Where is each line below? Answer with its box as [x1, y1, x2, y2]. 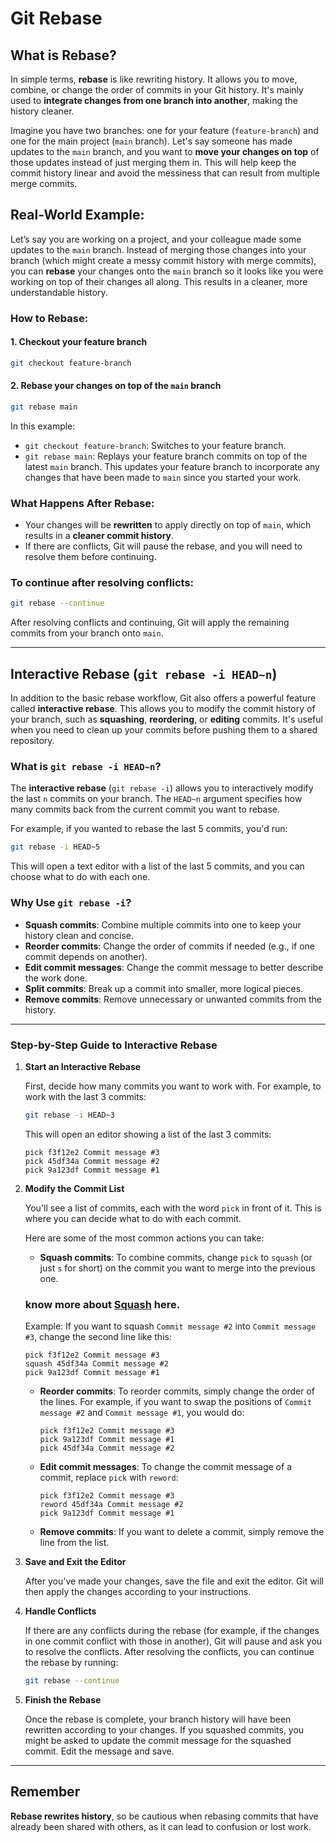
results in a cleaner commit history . [24, 530, 175, 542]
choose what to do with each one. [10, 871, 151, 883]
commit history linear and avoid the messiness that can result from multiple [10, 167, 320, 179]
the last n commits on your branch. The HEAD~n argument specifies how [10, 793, 303, 805]
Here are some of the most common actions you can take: [24, 1232, 265, 1244]
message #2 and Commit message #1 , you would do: [39, 1407, 245, 1419]
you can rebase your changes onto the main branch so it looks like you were [10, 265, 324, 277]
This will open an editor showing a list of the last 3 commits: [24, 1128, 272, 1140]
